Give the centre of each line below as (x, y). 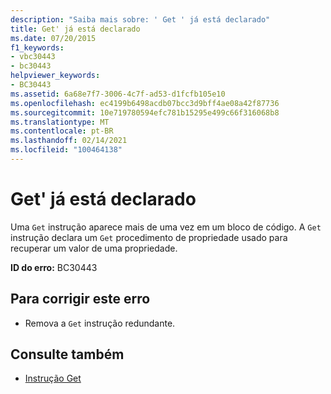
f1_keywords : (37, 47)
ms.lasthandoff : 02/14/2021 (69, 141)
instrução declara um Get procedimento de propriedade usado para (149, 237)
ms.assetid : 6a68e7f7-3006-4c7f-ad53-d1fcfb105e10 (118, 94)
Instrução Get (53, 378)
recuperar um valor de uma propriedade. (94, 248)
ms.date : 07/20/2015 (53, 38)
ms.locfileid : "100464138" (66, 150)
